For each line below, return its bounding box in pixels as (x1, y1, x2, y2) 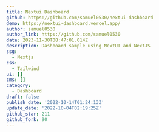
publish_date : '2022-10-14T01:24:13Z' (6, 99, 104, 105)
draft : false (6, 94, 39, 100)
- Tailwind (12, 65, 39, 72)
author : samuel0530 (6, 26, 56, 32)
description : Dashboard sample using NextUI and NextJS (6, 43, 151, 49)
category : (6, 83, 32, 89)
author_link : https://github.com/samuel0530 (6, 32, 121, 38)
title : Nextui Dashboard (6, 9, 69, 15)
